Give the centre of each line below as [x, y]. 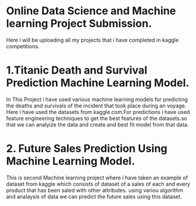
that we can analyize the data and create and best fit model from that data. [97, 124]
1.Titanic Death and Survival [77, 70]
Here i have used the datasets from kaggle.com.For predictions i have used [98, 112]
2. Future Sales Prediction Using [87, 149]
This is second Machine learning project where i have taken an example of [97, 178]
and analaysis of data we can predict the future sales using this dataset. [94, 197]
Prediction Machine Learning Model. [98, 83]
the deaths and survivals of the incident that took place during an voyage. [97, 106]
